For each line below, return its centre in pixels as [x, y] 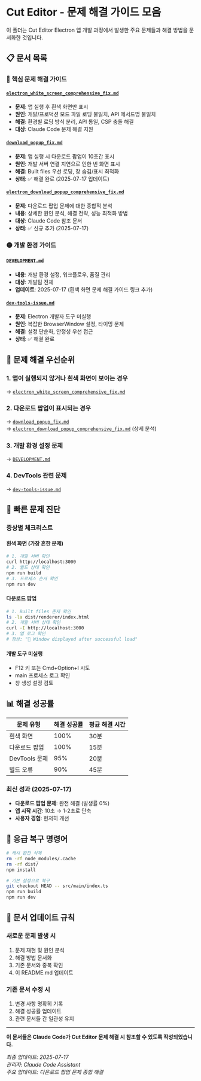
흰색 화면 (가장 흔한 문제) [35, 543]
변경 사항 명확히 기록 [39, 1004]
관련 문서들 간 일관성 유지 [45, 1019]
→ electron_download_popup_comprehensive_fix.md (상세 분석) [81, 429]
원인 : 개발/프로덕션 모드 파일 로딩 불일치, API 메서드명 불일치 [85, 114]
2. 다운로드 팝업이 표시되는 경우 [49, 408]
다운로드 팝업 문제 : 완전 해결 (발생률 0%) [62, 803]
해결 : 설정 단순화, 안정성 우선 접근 [54, 331]
